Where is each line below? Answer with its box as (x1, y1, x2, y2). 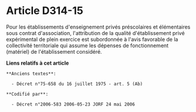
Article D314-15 (6, 4, 83, 17)
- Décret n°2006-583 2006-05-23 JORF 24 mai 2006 (11, 101, 135, 107)
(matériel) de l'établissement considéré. (6, 48, 102, 55)
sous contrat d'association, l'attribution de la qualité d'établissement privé (6, 29, 185, 36)
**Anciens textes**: (6, 71, 57, 76)
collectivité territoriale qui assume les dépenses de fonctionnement (6, 42, 169, 49)
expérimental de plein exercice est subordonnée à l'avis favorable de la (6, 36, 178, 43)
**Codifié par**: (6, 91, 49, 97)
